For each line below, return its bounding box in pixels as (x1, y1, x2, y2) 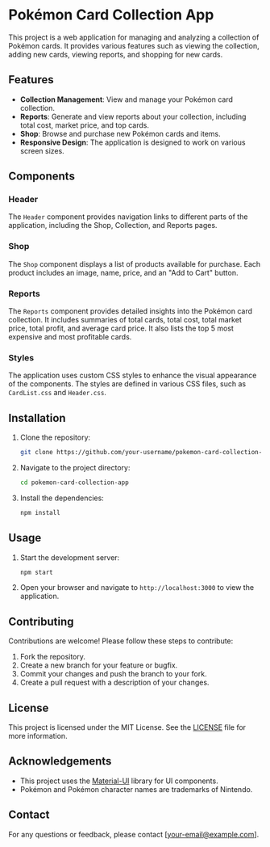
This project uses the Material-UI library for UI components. (19, 776, 219, 786)
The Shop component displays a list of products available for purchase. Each (8, 259, 261, 268)
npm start (19, 568, 54, 576)
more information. (8, 731, 68, 741)
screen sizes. (19, 145, 64, 155)
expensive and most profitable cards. (8, 332, 132, 342)
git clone (19, 449, 54, 457)
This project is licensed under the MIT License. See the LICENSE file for (8, 723, 247, 732)
